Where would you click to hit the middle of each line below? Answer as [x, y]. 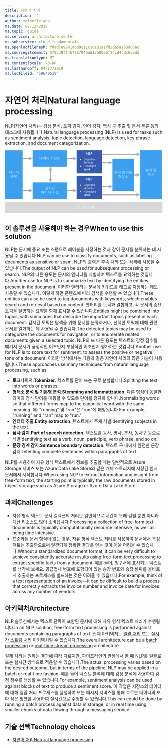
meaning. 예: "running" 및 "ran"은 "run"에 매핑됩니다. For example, [79, 409]
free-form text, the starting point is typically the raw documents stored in [80, 480]
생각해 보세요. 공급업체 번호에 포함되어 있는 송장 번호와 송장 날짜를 [82, 569]
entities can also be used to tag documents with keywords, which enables [81, 299]
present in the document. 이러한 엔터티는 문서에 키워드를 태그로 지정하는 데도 [82, 287]
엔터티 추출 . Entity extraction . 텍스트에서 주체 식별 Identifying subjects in [85, 421]
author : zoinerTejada [28, 21]
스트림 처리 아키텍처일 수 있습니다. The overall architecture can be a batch [84, 640]
